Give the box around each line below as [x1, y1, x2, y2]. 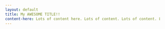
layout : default [5, 7, 38, 12]
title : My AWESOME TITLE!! [5, 12, 60, 17]
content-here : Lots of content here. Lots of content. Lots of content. [5, 16, 157, 21]
